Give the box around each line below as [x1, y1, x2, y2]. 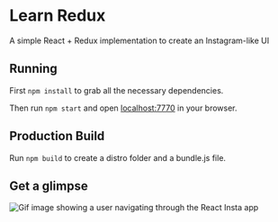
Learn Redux [9, 5, 106, 26]
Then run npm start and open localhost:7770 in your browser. [9, 102, 238, 113]
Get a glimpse [9, 178, 88, 193]
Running [9, 61, 58, 76]
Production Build [9, 129, 105, 144]
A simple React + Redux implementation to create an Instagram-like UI [9, 35, 270, 46]
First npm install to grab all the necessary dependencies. [9, 84, 224, 95]
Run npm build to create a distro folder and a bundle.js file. [9, 152, 227, 163]
